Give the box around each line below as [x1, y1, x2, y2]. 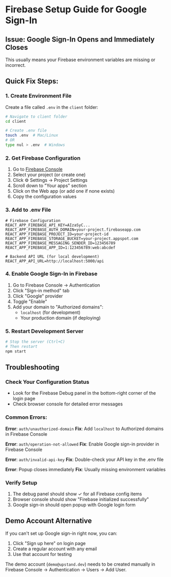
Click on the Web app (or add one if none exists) [12, 188, 115, 194]
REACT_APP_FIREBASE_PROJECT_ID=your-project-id [5, 231, 109, 237]
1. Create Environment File [5, 92, 72, 100]
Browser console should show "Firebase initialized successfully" [12, 496, 149, 502]
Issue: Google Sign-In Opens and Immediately [5, 35, 155, 44]
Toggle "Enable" [12, 298, 48, 304]
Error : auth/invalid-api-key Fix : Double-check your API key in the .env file [5, 456, 164, 462]
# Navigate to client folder [5, 114, 68, 119]
